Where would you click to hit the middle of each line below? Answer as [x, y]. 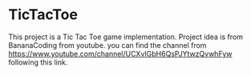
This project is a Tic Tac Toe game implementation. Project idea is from [125, 37]
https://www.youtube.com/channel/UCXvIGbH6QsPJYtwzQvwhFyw [120, 53]
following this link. [38, 62]
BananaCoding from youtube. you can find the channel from [107, 45]
